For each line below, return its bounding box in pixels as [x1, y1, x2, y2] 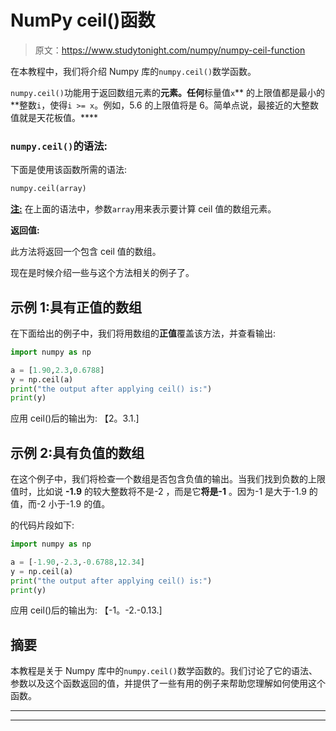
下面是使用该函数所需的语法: [10, 164, 128, 176]
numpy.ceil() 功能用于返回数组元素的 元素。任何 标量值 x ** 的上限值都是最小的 [10, 86, 326, 98]
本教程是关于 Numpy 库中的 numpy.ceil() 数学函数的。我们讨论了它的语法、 [10, 665, 318, 677]
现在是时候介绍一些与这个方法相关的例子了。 [10, 267, 195, 279]
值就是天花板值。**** [10, 111, 99, 123]
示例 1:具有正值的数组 [10, 299, 143, 316]
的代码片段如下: [10, 519, 75, 531]
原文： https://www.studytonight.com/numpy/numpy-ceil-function [34, 44, 306, 56]
